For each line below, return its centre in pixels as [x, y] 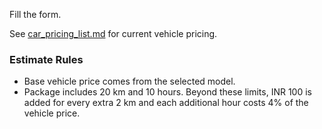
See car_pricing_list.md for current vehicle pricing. [113, 33]
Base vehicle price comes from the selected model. [129, 81]
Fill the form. [35, 14]
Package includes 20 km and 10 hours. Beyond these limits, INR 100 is [167, 92]
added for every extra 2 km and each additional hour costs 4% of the [166, 103]
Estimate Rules [46, 59]
